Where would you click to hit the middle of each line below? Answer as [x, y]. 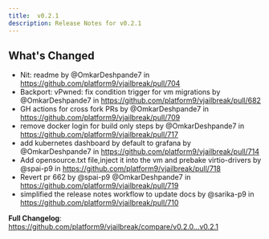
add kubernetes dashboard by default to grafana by [105, 143]
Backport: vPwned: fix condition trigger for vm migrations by [120, 92]
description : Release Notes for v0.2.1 [75, 23]
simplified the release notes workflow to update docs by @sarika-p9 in [137, 194]
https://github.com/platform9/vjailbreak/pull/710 [99, 203]
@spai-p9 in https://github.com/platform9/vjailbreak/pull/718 [120, 168]
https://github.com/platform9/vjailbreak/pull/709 [100, 118]
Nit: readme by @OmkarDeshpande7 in [85, 75]
